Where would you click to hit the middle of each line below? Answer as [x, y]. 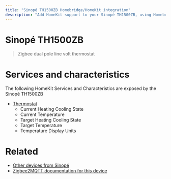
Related [22, 151]
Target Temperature [41, 126]
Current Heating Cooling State [52, 109]
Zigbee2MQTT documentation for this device [60, 171]
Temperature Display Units [48, 131]
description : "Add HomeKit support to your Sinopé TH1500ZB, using [78, 15]
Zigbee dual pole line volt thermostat [56, 54]
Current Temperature [42, 114]
